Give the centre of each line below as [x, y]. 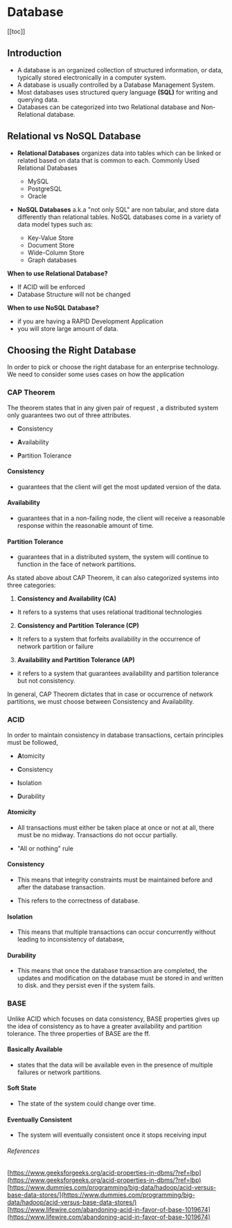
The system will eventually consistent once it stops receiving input [112, 1135]
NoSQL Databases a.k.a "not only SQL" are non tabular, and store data [118, 209]
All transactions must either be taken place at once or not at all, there [116, 827]
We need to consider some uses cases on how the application [96, 374]
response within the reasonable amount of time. [86, 526]
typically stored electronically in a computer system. [92, 77]
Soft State [22, 1088]
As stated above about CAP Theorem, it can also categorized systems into [113, 578]
